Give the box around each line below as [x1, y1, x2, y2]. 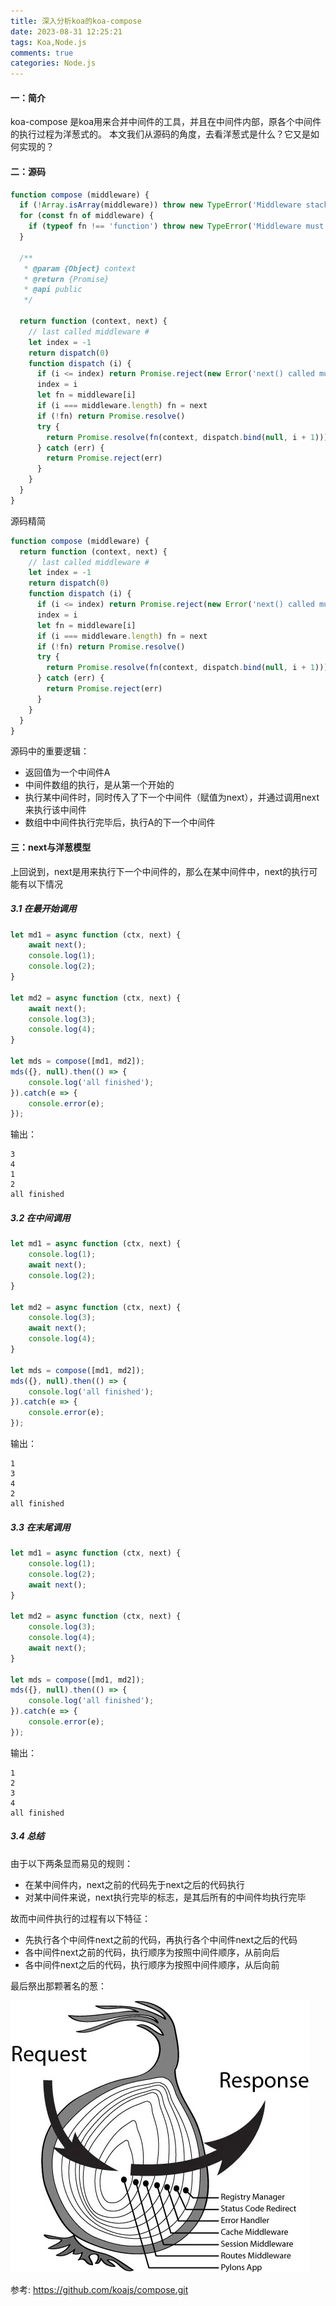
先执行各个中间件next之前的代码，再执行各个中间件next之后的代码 [24, 1933, 298, 1945]
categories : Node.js [10, 58, 97, 69]
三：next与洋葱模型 [10, 841, 92, 853]
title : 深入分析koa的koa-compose [10, 16, 142, 26]
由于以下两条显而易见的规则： [10, 1857, 133, 1869]
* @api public [23, 285, 83, 295]
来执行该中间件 [24, 804, 87, 816]
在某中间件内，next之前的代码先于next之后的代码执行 [24, 1878, 246, 1890]
